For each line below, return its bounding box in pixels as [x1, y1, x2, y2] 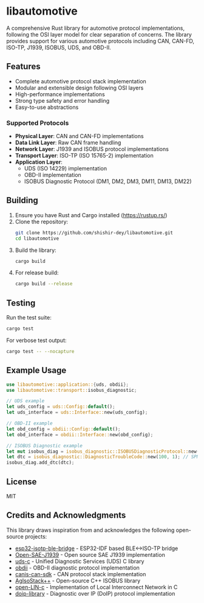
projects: [25, 532, 47, 540]
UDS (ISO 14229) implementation [24, 165, 107, 172]
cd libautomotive [15, 235, 59, 242]
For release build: [15, 269, 59, 276]
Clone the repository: [15, 218, 69, 225]
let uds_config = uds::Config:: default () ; [6, 403, 115, 410]
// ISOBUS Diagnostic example [6, 442, 83, 448]
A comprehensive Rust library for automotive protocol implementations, [6, 24, 185, 32]
